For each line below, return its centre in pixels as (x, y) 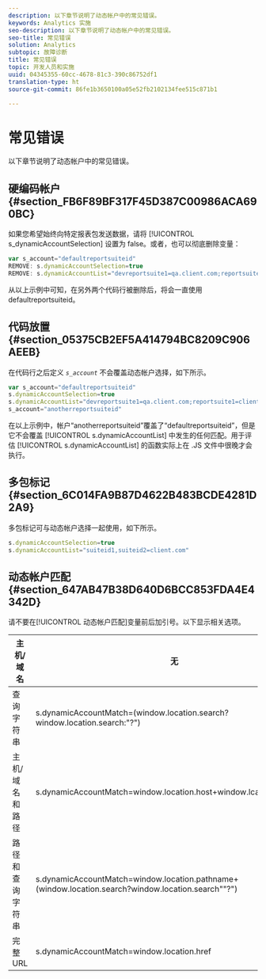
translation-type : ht (44, 82)
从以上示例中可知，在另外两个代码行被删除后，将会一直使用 (105, 289)
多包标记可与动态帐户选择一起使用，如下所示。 (84, 528)
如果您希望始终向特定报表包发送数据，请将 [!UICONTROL (101, 234)
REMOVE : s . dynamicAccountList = (60, 273)
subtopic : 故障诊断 (38, 52)
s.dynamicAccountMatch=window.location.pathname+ (137, 879)
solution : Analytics (42, 45)
